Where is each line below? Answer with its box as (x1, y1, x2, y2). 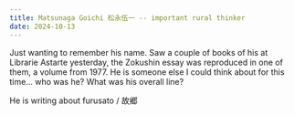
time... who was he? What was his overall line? (9, 76, 184, 87)
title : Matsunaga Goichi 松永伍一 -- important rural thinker (9, 13, 246, 23)
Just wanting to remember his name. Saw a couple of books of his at (9, 47, 268, 57)
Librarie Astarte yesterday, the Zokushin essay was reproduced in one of (9, 57, 283, 68)
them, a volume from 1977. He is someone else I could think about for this (9, 66, 285, 78)
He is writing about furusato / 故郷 (9, 95, 138, 106)
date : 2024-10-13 (9, 22, 76, 31)
